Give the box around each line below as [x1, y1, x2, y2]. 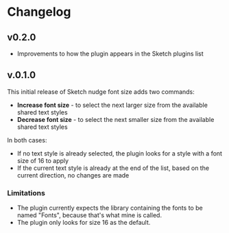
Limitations [7, 188, 46, 197]
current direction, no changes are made [16, 171, 130, 179]
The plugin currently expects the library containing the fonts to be [16, 204, 204, 212]
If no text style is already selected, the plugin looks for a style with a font [16, 149, 223, 158]
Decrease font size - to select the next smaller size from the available [16, 115, 215, 123]
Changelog [7, 4, 71, 20]
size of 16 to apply [16, 156, 69, 164]
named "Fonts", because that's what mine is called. [16, 211, 162, 219]
